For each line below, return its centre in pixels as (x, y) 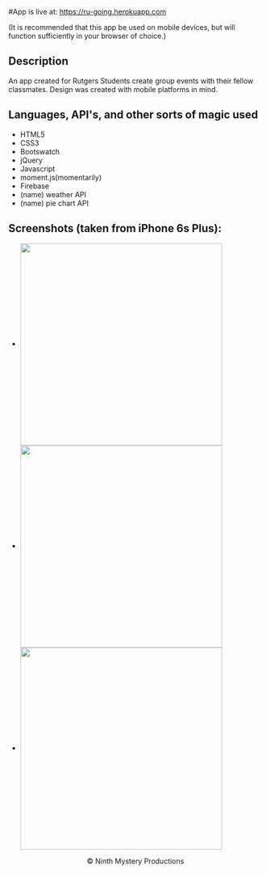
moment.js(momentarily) (61, 177)
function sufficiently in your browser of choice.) (87, 36)
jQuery (31, 160)
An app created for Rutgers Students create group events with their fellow (131, 81)
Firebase (35, 186)
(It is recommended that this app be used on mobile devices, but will (122, 27)
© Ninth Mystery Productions (135, 861)
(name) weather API (53, 194)
